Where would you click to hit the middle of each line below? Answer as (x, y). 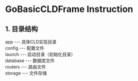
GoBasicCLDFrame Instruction (69, 9)
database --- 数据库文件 (30, 60)
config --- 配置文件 (25, 48)
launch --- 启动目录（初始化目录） (40, 54)
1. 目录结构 (22, 29)
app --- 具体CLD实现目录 (31, 42)
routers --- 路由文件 (26, 67)
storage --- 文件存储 (26, 73)
